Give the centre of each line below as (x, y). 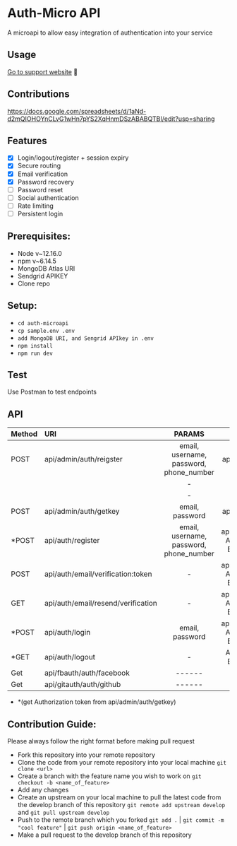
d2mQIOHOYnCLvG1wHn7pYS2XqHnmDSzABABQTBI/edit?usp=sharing (111, 119)
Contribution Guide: (52, 724)
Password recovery (45, 182)
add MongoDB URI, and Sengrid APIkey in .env (85, 338)
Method (24, 434)
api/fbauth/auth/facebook (87, 673)
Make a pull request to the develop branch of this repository (104, 835)
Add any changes (43, 789)
